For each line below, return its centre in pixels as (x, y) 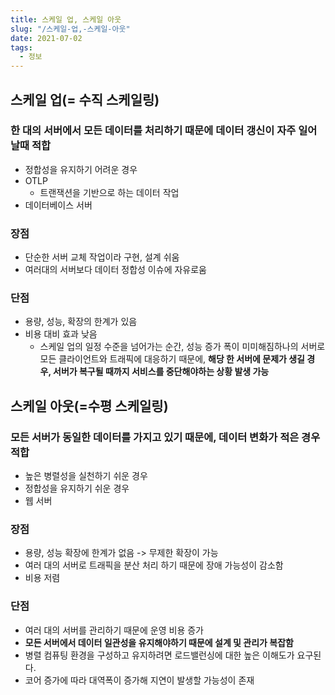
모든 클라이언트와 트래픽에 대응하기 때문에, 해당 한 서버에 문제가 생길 (172, 359)
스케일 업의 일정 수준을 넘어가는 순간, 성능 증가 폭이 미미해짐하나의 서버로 (182, 347)
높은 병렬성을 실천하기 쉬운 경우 (86, 476)
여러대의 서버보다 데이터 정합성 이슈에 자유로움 (115, 270)
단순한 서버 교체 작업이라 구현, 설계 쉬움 (102, 257)
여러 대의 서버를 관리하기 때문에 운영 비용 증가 (114, 630)
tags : (21, 47)
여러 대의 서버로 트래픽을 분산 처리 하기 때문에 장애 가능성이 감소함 (154, 565)
